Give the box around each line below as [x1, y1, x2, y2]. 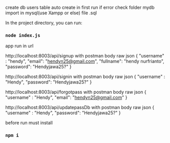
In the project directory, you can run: [5, 20, 82, 26]
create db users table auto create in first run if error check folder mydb [5, 5, 155, 10]
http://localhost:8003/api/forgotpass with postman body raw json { [5, 89, 147, 95]
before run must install [5, 120, 53, 126]
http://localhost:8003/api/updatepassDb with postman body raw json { [5, 105, 155, 111]
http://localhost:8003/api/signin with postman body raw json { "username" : [5, 74, 165, 80]
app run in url [5, 43, 34, 49]
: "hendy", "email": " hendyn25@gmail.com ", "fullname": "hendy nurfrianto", [5, 58, 165, 65]
